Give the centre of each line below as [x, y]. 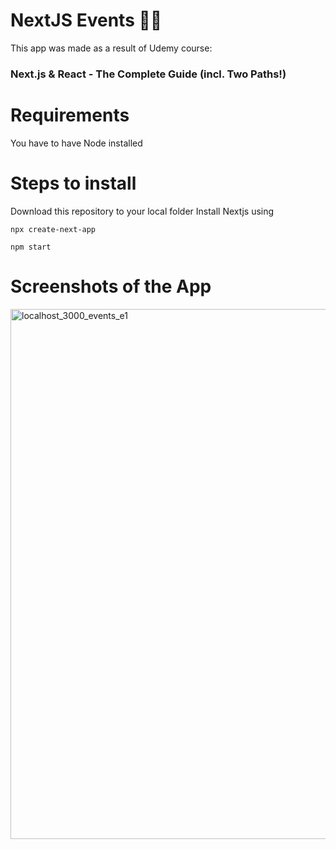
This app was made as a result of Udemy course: [111, 48]
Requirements [70, 115]
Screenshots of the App [111, 286]
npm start [31, 247]
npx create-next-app [53, 229]
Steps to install [73, 183]
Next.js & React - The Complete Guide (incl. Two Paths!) [148, 74]
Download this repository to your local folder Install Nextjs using [142, 211]
